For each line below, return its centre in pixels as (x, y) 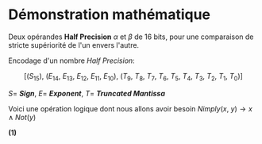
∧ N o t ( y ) (22, 117)
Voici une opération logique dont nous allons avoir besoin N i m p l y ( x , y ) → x (130, 108)
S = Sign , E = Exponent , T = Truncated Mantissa (87, 93)
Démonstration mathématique (109, 15)
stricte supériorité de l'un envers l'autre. (74, 45)
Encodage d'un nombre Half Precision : (71, 60)
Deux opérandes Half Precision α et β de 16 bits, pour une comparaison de (131, 37)
